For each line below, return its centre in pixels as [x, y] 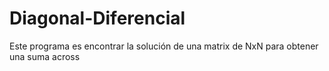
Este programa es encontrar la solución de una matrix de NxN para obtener [164, 46]
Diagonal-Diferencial [97, 18]
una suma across [45, 56]
